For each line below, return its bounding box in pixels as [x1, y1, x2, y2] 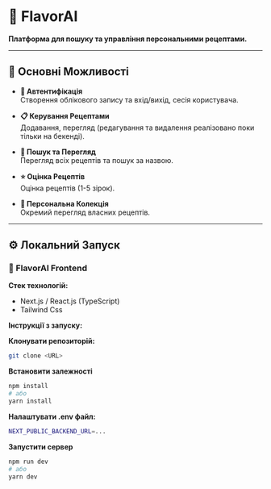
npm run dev [8, 458, 48, 466]
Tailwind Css [19, 305, 63, 315]
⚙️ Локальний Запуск [8, 238, 121, 253]
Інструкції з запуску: [8, 320, 83, 330]
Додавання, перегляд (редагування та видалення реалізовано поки [19, 123, 255, 132]
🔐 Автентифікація [19, 86, 83, 96]
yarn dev [8, 472, 38, 481]
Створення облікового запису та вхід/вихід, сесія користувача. [19, 94, 240, 104]
